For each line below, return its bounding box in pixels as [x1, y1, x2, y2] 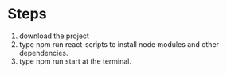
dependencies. [18, 48, 68, 57]
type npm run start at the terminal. [18, 56, 132, 66]
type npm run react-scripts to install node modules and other [18, 39, 220, 49]
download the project [18, 31, 89, 41]
